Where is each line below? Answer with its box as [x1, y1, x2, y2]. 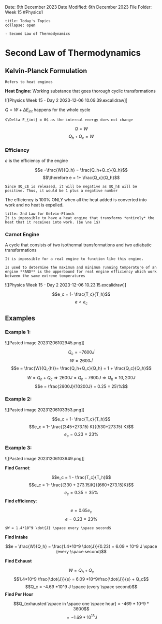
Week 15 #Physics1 [5, 9, 43, 15]
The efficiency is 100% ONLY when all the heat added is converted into [5, 196, 147, 203]
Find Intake [5, 534, 28, 540]
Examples [5, 314, 35, 322]
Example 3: [5, 445, 32, 451]
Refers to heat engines [5, 80, 53, 84]
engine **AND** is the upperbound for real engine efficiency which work [5, 269, 157, 274]
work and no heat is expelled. [5, 202, 64, 208]
